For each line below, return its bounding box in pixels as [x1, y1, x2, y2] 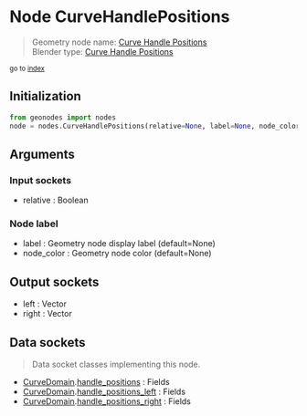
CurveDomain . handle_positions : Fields [22, 377, 171, 388]
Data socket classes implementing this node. [31, 359, 201, 370]
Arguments [9, 146, 76, 161]
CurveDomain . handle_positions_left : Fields [22, 386, 185, 398]
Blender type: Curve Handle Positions [31, 46, 174, 57]
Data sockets [9, 335, 86, 350]
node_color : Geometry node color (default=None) [22, 248, 212, 259]
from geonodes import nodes [9, 112, 117, 122]
